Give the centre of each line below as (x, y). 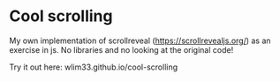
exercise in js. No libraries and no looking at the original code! (121, 49)
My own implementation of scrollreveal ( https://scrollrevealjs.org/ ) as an (140, 40)
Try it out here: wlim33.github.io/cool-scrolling (94, 67)
